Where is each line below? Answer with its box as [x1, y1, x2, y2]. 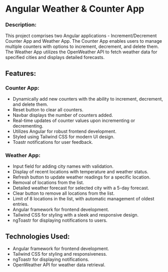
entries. [12, 201, 29, 207]
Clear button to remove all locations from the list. [12, 190, 115, 196]
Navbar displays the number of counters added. [12, 112, 113, 118]
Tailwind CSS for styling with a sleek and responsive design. [12, 212, 139, 218]
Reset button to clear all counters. [12, 107, 84, 113]
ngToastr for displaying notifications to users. [12, 217, 108, 224]
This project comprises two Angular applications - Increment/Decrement [5, 33, 157, 39]
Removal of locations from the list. [12, 179, 84, 186]
